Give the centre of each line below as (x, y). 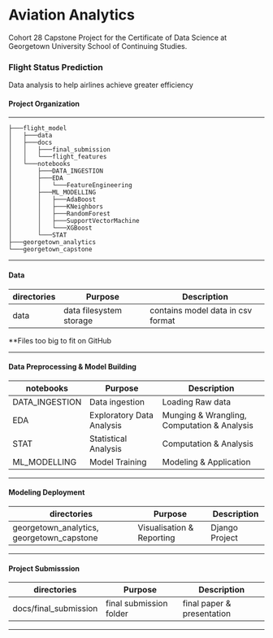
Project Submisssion (44, 568)
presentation (207, 614)
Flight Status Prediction (56, 67)
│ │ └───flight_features (58, 157)
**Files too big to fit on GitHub (60, 340)
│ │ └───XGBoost (50, 228)
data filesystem (93, 310)
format (162, 321)
